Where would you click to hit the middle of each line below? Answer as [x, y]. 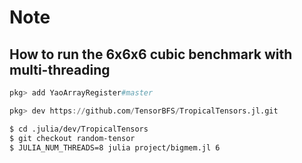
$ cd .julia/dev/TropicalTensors [79, 129]
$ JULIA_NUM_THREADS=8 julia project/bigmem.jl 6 [115, 147]
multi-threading [60, 69]
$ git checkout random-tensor [72, 138]
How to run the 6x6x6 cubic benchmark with [151, 54]
